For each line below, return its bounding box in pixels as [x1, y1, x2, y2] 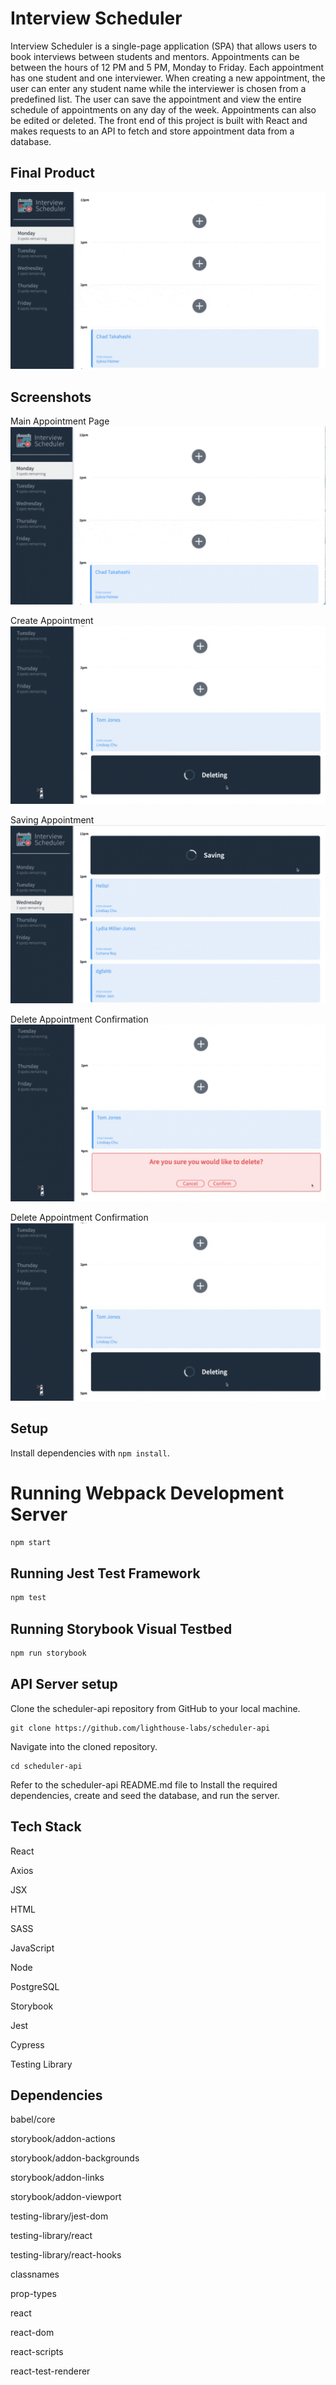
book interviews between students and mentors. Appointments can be [10, 50, 300, 62]
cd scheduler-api [10, 1761, 83, 1771]
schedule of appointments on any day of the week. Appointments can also [10, 103, 317, 116]
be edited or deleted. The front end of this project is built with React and [10, 114, 308, 126]
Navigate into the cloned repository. [10, 1740, 158, 1752]
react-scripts [10, 2346, 64, 2358]
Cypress [10, 2038, 45, 2051]
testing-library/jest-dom [10, 2210, 109, 2222]
